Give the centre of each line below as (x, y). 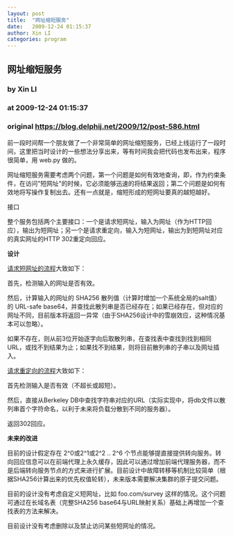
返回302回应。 (28, 423)
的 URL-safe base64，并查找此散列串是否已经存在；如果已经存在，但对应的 (115, 306)
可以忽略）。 (30, 324)
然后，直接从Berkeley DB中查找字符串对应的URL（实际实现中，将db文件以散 (116, 400)
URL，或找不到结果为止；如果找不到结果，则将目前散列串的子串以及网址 (110, 347)
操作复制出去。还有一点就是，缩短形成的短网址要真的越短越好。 (122, 192)
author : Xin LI (29, 33)
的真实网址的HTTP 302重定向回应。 (58, 239)
